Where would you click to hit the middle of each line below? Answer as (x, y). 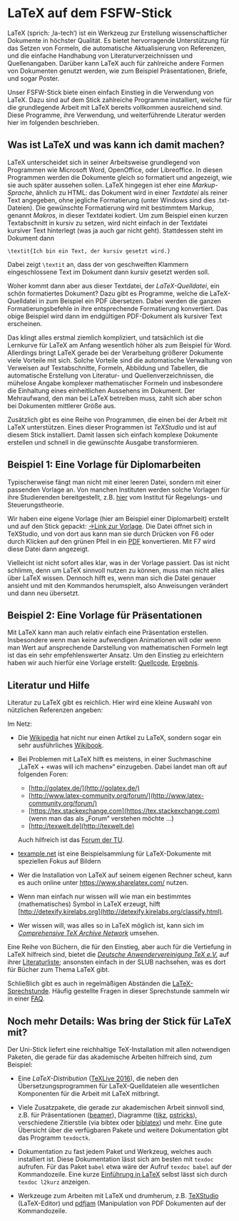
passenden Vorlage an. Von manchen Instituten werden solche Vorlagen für (118, 490)
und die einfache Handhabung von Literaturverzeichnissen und (100, 56)
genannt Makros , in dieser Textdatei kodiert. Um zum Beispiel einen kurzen (118, 215)
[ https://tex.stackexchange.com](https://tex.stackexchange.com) (124, 811)
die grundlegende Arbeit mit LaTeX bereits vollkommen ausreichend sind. (115, 107)
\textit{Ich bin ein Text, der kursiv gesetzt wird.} (89, 251)
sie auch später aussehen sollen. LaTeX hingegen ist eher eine (99, 185)
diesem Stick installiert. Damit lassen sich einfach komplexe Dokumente (113, 435)
